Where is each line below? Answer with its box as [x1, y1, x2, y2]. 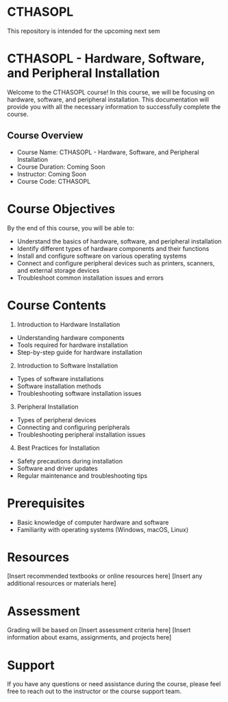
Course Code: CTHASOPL [16, 177, 91, 185]
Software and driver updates [16, 464, 98, 472]
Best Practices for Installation [16, 444, 101, 452]
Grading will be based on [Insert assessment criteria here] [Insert [7, 626, 191, 634]
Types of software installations [16, 374, 104, 383]
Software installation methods [16, 382, 101, 390]
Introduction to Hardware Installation [16, 320, 121, 328]
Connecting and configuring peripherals [16, 423, 130, 431]
